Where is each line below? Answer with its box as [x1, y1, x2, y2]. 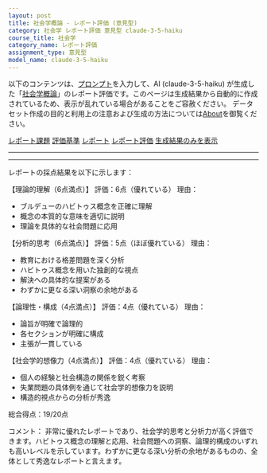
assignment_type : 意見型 [8, 49, 87, 57]
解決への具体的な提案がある [19, 275, 111, 284]
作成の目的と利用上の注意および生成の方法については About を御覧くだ [29, 108, 257, 118]
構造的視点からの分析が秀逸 [19, 392, 111, 402]
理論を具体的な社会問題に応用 [19, 221, 118, 231]
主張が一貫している [19, 338, 83, 348]
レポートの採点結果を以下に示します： [8, 167, 133, 177]
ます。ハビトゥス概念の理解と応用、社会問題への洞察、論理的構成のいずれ [14, 436, 258, 446]
